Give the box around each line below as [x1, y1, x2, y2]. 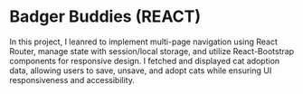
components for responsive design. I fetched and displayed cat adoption [9, 55, 280, 66]
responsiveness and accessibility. [9, 74, 136, 85]
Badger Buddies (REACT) [9, 6, 202, 27]
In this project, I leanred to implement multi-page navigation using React [9, 36, 279, 47]
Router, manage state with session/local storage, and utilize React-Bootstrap [9, 45, 295, 56]
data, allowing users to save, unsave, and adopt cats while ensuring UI [9, 65, 272, 76]
